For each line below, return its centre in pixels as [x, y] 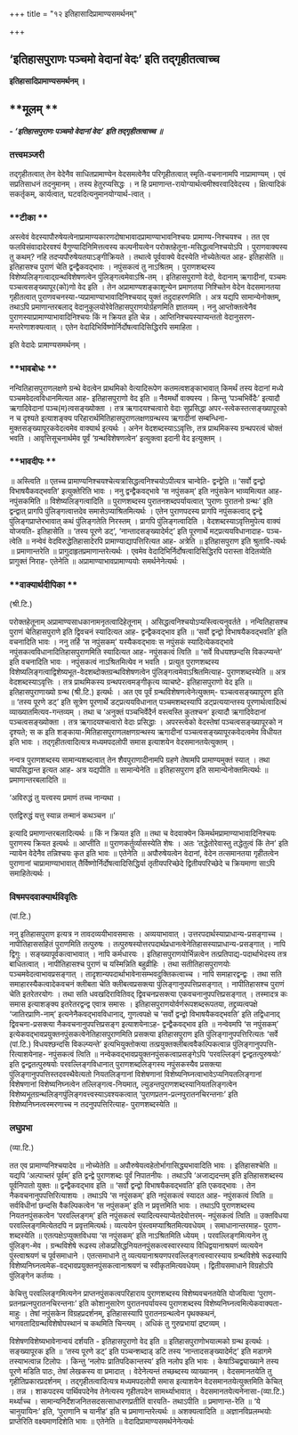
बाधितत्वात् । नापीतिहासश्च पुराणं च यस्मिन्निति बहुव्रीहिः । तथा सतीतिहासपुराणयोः [120, 964]
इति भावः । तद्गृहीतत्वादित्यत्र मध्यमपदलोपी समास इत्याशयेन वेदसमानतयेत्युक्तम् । [122, 742]
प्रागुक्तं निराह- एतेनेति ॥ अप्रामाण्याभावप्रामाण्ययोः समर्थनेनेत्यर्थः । [97, 561]
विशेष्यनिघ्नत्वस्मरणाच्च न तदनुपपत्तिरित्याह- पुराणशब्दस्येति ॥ [93, 1105]
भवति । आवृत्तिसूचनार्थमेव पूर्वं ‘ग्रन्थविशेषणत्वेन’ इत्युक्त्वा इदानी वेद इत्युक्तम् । [116, 438]
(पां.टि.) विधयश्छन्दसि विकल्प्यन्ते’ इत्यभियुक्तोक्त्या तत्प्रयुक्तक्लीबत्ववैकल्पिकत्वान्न [120, 1044]
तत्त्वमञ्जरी [27, 154]
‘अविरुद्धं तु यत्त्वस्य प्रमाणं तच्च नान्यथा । [65, 798]
